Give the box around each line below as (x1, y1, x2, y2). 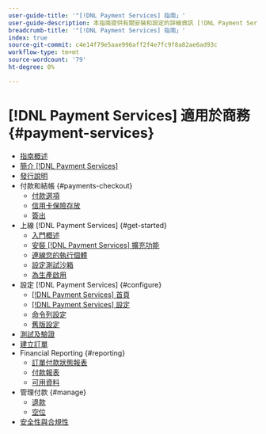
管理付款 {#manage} (19, 387, 87, 397)
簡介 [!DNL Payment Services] (19, 161, 119, 170)
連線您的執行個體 (31, 250, 88, 260)
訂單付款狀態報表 (31, 357, 88, 367)
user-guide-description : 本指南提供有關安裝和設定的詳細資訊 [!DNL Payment (8, 19, 244, 27)
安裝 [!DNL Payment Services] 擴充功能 (31, 240, 160, 249)
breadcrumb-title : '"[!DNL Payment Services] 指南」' (8, 26, 186, 34)
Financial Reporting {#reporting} (19, 348, 125, 357)
